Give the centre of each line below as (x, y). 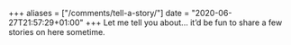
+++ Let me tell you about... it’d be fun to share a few (184, 22)
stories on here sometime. (57, 32)
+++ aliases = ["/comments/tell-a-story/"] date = (99, 13)
